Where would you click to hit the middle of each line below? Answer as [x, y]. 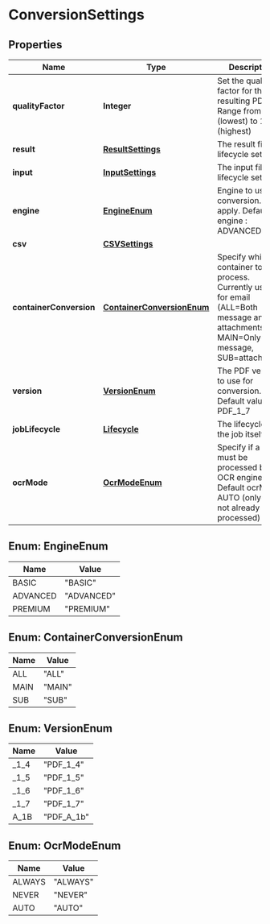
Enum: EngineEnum [58, 547]
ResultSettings [132, 149]
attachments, [241, 327]
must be [232, 457]
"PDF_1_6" [63, 791]
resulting [233, 101]
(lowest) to [237, 121]
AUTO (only [239, 497]
